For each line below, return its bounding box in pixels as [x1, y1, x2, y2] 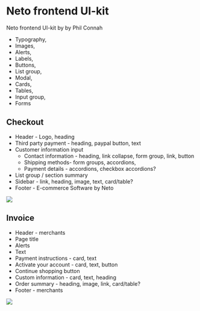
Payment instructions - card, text [14, 254, 97, 262]
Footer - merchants [14, 286, 63, 294]
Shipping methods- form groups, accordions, [23, 158, 137, 166]
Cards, [14, 80, 32, 88]
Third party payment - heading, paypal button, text [14, 140, 142, 147]
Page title [14, 235, 39, 242]
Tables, [14, 87, 34, 94]
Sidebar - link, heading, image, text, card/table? [14, 177, 134, 185]
